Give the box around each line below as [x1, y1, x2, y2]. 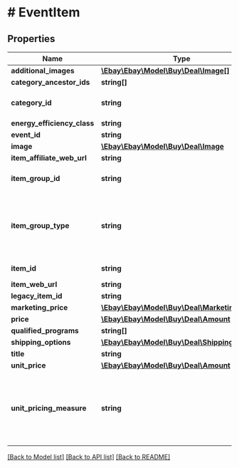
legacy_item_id [11, 291, 63, 301]
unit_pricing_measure [11, 403, 87, 413]
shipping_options [11, 338, 71, 347]
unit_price [11, 360, 46, 370]
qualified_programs [11, 326, 80, 336]
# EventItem [7, 4, 80, 21]
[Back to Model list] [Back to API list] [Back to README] [7, 453, 171, 461]
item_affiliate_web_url [11, 153, 87, 162]
